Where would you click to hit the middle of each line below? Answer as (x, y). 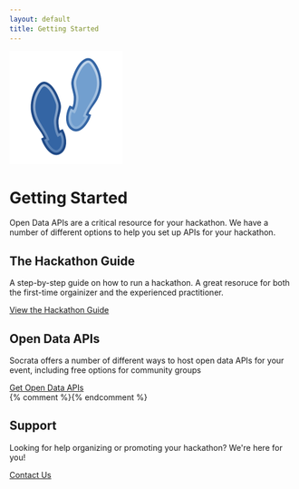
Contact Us (30, 474)
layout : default (40, 19)
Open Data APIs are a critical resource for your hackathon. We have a (139, 223)
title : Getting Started (54, 29)
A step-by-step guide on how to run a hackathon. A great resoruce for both (149, 283)
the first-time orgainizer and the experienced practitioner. (116, 293)
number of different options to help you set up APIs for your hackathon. (143, 232)
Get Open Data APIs (47, 388)
